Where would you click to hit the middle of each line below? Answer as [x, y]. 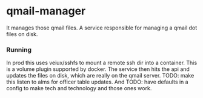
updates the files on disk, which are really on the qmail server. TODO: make [100, 76]
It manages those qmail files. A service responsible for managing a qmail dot [102, 28]
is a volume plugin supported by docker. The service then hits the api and [98, 69]
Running [19, 49]
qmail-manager [46, 11]
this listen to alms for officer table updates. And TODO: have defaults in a [98, 82]
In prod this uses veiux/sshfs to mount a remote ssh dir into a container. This [102, 63]
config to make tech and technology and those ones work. [79, 88]
